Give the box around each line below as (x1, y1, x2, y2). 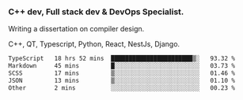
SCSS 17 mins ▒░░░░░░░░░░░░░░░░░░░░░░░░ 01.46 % (8, 69, 236, 77)
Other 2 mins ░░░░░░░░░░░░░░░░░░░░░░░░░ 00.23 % (8, 83, 236, 92)
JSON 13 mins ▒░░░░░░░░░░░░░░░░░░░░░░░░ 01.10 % (8, 76, 236, 84)
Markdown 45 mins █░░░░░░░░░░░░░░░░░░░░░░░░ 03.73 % (8, 62, 236, 70)
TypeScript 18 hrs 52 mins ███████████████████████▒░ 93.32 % (8, 54, 236, 63)
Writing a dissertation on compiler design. (8, 24, 145, 34)
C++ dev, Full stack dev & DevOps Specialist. (8, 6, 184, 17)
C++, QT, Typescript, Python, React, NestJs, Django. (8, 39, 180, 49)
